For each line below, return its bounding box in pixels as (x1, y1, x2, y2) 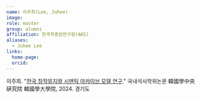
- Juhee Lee (12, 43, 43, 49)
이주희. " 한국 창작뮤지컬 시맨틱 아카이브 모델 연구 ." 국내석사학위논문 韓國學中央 (6, 77, 195, 85)
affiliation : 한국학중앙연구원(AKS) (6, 32, 90, 38)
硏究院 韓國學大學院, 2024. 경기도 (6, 85, 90, 92)
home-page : (12, 54, 40, 60)
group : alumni (6, 26, 43, 32)
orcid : (12, 60, 29, 66)
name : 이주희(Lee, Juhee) (6, 9, 68, 15)
